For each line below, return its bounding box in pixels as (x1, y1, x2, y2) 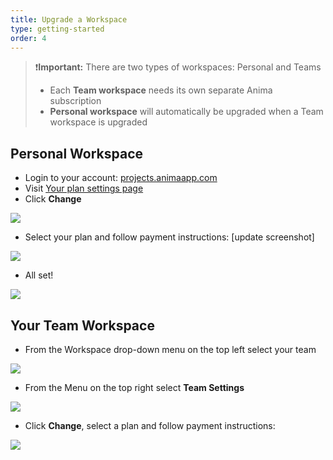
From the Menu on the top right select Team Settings (24, 382, 245, 393)
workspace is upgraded (49, 116, 148, 128)
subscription (49, 95, 102, 107)
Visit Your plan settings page (24, 182, 144, 195)
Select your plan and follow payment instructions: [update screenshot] (24, 231, 315, 243)
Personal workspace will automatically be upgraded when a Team (49, 106, 324, 118)
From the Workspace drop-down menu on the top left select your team (24, 344, 317, 355)
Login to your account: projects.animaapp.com (24, 172, 218, 184)
